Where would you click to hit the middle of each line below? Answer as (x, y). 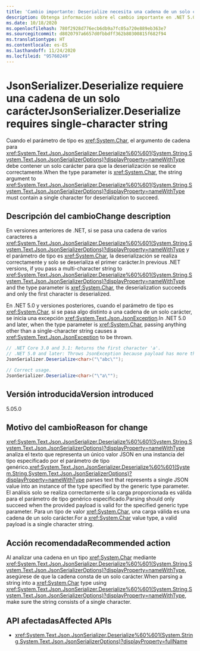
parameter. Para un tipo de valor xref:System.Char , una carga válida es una (98, 512)
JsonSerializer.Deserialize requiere (95, 86)
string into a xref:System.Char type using (57, 583)
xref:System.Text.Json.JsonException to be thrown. (69, 337)
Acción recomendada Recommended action (88, 543)
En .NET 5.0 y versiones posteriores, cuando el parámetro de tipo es (90, 306)
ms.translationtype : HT (36, 39)
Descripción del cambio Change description (88, 216)
